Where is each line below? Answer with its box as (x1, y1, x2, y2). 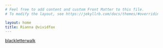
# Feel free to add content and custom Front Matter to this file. (5, 7, 145, 12)
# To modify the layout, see (5, 12, 64, 16)
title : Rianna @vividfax (5, 24, 55, 29)
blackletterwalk (5, 38, 36, 44)
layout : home (5, 20, 32, 25)
